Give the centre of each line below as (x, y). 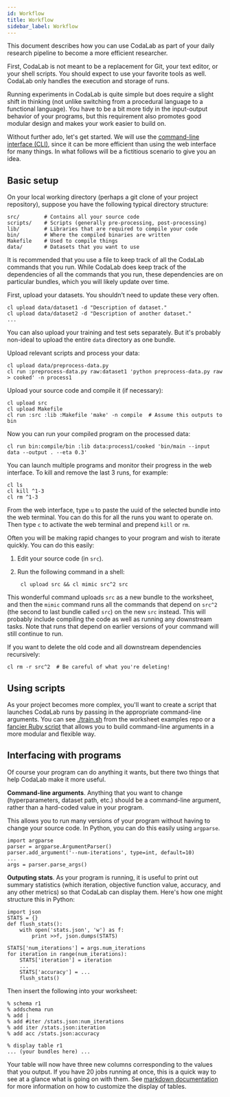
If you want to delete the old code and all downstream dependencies (104, 647)
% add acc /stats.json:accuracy (53, 1033)
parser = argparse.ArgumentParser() (59, 847)
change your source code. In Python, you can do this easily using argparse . (114, 828)
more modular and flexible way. (51, 734)
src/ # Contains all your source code (73, 217)
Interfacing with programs (64, 756)
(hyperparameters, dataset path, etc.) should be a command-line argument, (114, 800)
